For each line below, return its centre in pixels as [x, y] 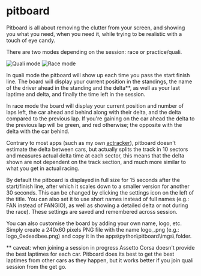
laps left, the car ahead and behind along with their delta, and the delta [94, 112]
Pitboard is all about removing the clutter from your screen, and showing [96, 28]
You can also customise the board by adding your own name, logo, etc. [94, 223]
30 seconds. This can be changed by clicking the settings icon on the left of [100, 192]
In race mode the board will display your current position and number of [95, 105]
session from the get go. [37, 266]
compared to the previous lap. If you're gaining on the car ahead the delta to [100, 119]
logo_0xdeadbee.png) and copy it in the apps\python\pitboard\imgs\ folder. [99, 236]
